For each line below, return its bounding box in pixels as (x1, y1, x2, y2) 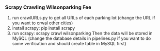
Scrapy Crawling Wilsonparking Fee (5, 4, 92, 11)
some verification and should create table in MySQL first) (12, 41, 127, 47)
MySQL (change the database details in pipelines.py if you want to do (12, 35, 151, 41)
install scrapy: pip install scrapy (12, 25, 75, 31)
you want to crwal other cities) (12, 20, 73, 26)
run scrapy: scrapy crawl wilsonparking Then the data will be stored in (12, 31, 153, 36)
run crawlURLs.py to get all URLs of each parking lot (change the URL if (12, 15, 155, 21)
